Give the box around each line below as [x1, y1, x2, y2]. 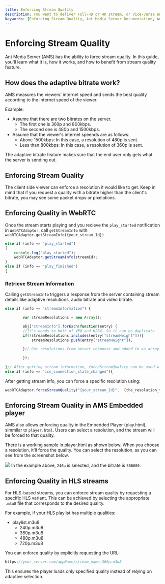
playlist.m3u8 [12, 519, 40, 525]
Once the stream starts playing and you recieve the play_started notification [5, 222, 160, 228]
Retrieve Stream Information [5, 280, 75, 287]
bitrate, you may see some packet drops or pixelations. [5, 195, 116, 200]
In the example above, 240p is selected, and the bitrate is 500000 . [11, 462, 141, 468]
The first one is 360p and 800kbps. [19, 121, 92, 127]
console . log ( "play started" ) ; [14, 250, 76, 255]
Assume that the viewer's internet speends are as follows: [12, 131, 130, 138]
